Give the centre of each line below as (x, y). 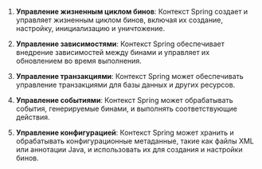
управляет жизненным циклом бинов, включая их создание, (119, 20)
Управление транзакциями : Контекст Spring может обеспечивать (130, 76)
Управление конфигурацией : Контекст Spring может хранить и (125, 132)
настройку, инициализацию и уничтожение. (90, 28)
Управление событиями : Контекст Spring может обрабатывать (124, 100)
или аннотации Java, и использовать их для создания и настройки (129, 149)
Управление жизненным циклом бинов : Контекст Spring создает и (132, 12)
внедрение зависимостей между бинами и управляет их (113, 52)
